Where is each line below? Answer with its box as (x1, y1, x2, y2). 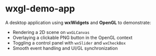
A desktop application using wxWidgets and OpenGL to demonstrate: (5, 19, 151, 25)
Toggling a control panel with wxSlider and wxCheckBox (12, 39, 126, 45)
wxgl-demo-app (5, 3, 75, 14)
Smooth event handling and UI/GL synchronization (12, 45, 118, 51)
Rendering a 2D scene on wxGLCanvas (12, 29, 90, 35)
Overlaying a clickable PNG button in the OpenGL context (12, 34, 133, 40)
